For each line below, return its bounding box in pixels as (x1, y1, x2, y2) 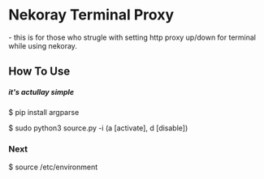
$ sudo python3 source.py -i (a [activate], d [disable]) (8, 123, 188, 133)
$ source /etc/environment (8, 162, 98, 172)
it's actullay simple (8, 87, 75, 96)
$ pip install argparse (8, 108, 80, 117)
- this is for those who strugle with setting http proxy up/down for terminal (8, 32, 256, 42)
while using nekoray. (8, 40, 77, 50)
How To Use (8, 65, 71, 79)
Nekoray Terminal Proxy (8, 6, 175, 24)
